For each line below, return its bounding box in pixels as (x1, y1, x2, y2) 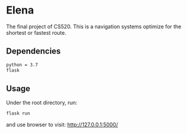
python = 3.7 (6, 62, 38, 68)
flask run (6, 110, 31, 116)
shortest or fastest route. (6, 29, 67, 36)
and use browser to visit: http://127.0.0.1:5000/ (6, 121, 118, 128)
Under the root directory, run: (6, 99, 78, 106)
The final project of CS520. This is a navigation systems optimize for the (6, 23, 182, 30)
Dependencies (6, 46, 61, 56)
